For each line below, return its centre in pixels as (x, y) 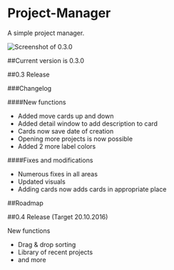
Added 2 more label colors (57, 146)
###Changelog (30, 88)
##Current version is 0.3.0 (46, 60)
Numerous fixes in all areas (58, 174)
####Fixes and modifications (50, 160)
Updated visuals (41, 181)
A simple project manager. (46, 33)
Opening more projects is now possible (75, 139)
